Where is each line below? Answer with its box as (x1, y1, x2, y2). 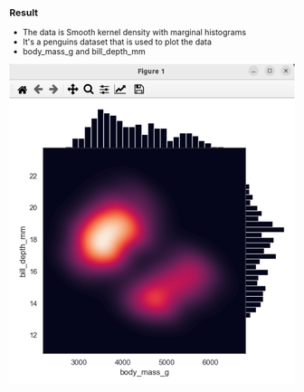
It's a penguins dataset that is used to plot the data (22, 36, 213, 47)
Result (9, 6, 39, 19)
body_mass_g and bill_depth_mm (22, 46, 147, 57)
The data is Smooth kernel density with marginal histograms (22, 27, 247, 38)
